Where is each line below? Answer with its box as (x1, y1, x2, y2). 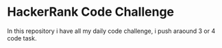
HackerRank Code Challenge (7, 4, 175, 20)
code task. (7, 34, 37, 42)
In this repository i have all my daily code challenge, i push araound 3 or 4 (7, 27, 216, 35)
